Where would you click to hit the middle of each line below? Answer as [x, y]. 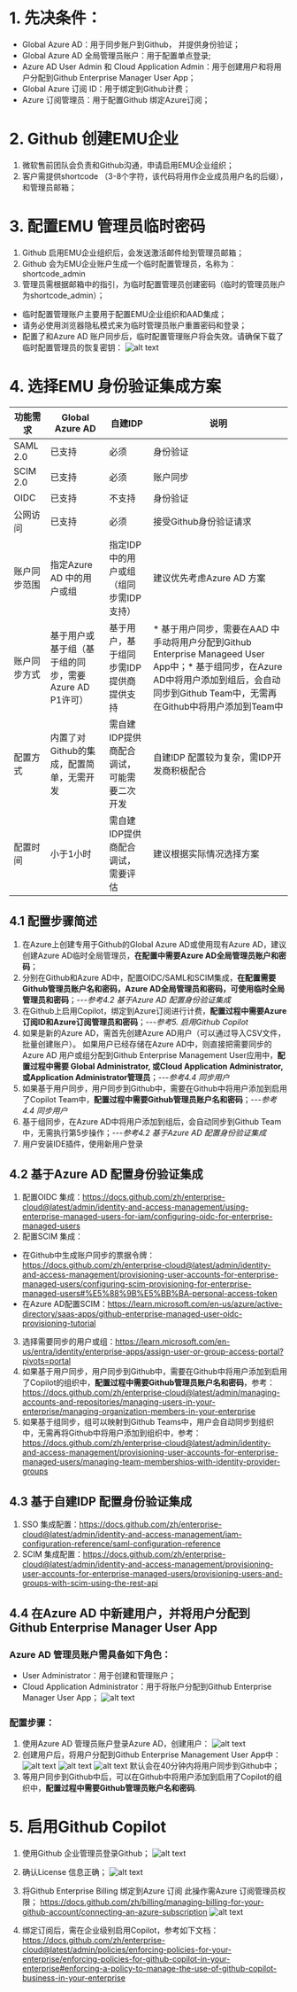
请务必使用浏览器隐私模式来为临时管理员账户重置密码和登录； [134, 325]
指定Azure [71, 564]
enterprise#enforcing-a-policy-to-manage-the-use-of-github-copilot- [149, 1969]
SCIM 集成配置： [53, 1554]
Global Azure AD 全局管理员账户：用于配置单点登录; [116, 55]
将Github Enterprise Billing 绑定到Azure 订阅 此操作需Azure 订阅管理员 [150, 1891]
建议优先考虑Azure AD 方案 [210, 578]
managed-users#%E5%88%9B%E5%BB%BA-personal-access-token [149, 1294]
